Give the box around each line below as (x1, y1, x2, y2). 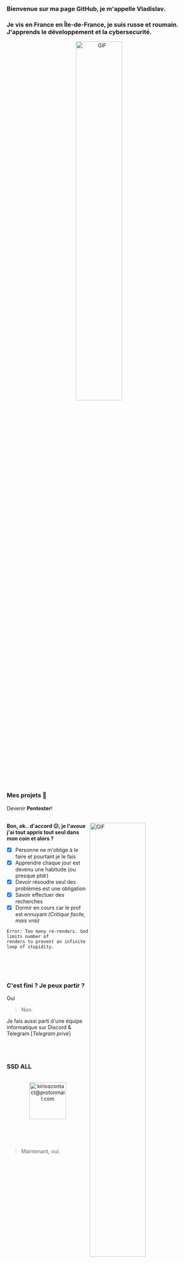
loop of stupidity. (6, 944, 54, 950)
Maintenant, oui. (21, 1148, 60, 1155)
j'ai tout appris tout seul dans (6, 828, 80, 836)
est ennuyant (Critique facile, (15, 910, 86, 917)
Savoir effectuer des (15, 891, 65, 898)
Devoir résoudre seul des (15, 878, 76, 885)
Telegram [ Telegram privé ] (6, 1030, 71, 1037)
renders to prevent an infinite (6, 939, 86, 944)
